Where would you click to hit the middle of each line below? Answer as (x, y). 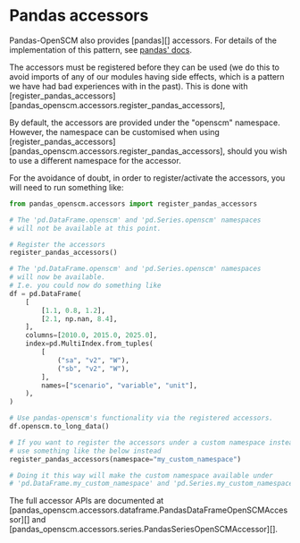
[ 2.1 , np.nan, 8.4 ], (79, 318)
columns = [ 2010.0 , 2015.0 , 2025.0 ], (92, 335)
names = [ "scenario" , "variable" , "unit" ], (120, 386)
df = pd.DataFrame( (46, 293)
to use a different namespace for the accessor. (95, 160)
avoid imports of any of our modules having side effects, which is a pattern (147, 76)
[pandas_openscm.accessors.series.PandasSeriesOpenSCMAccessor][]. (144, 530)
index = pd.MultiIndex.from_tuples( (89, 344)
